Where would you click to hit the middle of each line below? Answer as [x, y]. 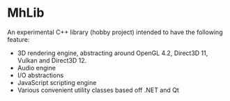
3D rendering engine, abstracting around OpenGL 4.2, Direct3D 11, [113, 53]
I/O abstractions [40, 75]
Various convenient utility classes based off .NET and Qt [98, 90]
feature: [18, 39]
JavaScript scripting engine [57, 82]
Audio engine [36, 68]
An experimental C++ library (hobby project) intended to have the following [115, 32]
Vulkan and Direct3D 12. [52, 60]
